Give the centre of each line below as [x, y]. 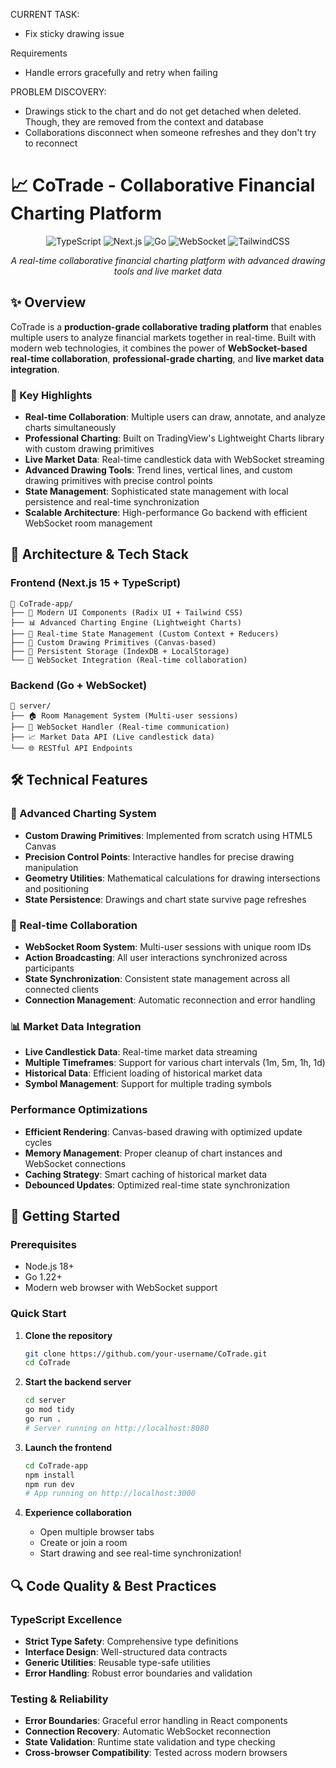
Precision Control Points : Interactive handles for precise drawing [159, 856]
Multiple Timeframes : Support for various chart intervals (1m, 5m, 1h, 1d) [175, 1063]
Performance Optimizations [79, 1110]
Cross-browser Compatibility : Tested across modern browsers [156, 1753]
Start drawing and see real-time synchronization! [140, 1553]
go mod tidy [49, 1410]
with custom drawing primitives [89, 449]
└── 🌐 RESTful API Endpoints [71, 749]
